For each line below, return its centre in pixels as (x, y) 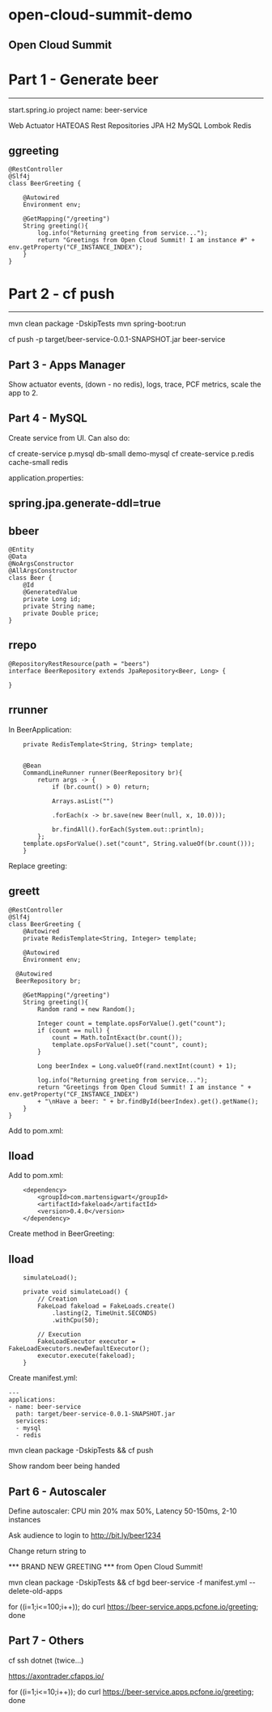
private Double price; (61, 613)
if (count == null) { (74, 1031)
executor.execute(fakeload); (87, 1356)
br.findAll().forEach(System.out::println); (128, 829)
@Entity (21, 550)
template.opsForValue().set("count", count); (130, 1044)
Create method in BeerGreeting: (62, 1234)
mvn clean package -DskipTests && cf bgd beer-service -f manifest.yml (128, 1582)
